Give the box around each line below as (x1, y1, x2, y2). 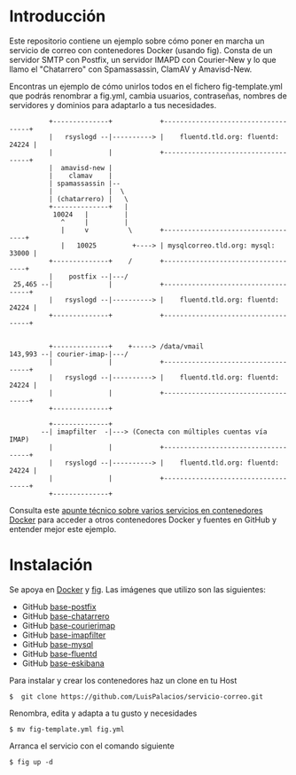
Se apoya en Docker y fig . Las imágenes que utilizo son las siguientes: (9, 583, 266, 595)
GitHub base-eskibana (21, 658, 105, 669)
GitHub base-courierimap (21, 620, 116, 630)
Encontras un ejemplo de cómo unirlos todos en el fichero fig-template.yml (9, 81, 284, 91)
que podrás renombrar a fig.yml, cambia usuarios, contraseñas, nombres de (9, 90, 288, 101)
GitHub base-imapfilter (21, 630, 106, 640)
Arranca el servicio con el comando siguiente (9, 740, 175, 751)
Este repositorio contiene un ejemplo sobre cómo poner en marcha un (9, 35, 265, 46)
